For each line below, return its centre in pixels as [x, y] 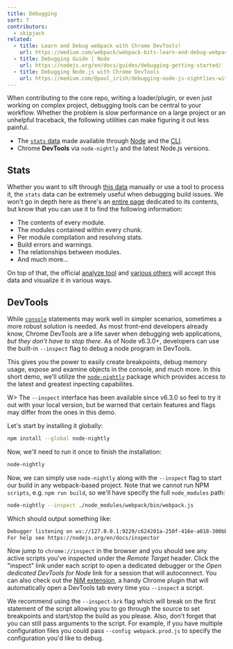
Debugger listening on [40, 531]
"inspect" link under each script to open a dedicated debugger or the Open [114, 566]
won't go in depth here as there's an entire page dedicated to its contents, [113, 202]
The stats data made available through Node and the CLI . [100, 141]
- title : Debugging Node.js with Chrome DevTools [86, 72]
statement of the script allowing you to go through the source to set [104, 609]
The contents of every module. [61, 222]
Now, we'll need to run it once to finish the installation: [84, 452]
